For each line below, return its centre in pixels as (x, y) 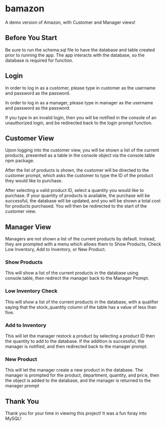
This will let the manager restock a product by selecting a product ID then (80, 336)
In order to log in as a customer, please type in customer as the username (81, 88)
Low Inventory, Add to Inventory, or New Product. (56, 249)
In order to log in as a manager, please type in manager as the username (79, 102)
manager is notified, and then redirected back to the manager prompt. (76, 346)
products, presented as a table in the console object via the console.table (80, 155)
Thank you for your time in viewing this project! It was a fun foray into (76, 413)
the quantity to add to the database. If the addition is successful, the (75, 341)
